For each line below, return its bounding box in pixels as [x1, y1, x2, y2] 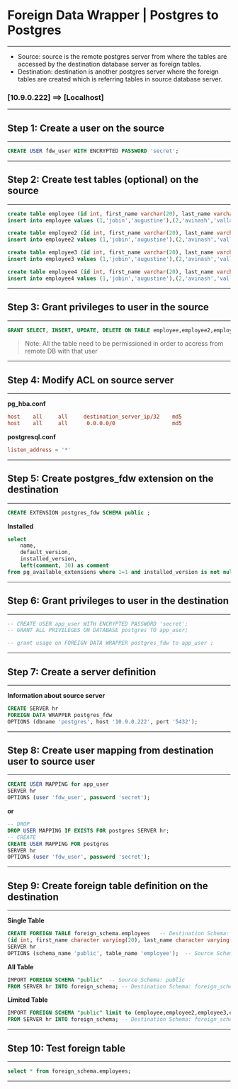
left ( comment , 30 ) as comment [20, 562, 110, 570]
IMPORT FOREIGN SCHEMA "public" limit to [7, 1010, 132, 1017]
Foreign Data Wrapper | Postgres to [7, 7, 220, 23]
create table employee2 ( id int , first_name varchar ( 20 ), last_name [7, 230, 214, 237]
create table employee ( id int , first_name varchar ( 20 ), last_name [7, 210, 211, 218]
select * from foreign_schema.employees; [7, 1067, 132, 1075]
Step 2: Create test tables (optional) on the [7, 174, 199, 186]
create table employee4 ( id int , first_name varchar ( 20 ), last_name [7, 268, 214, 276]
